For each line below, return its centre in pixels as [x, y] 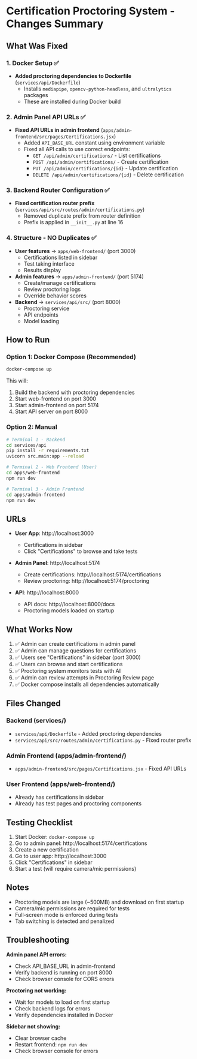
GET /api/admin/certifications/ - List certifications [97, 156]
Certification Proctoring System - [90, 11]
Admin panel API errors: [36, 954]
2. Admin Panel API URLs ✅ [46, 117]
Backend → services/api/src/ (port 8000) [68, 302]
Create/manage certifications [60, 282]
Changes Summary [55, 24]
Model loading [41, 321]
